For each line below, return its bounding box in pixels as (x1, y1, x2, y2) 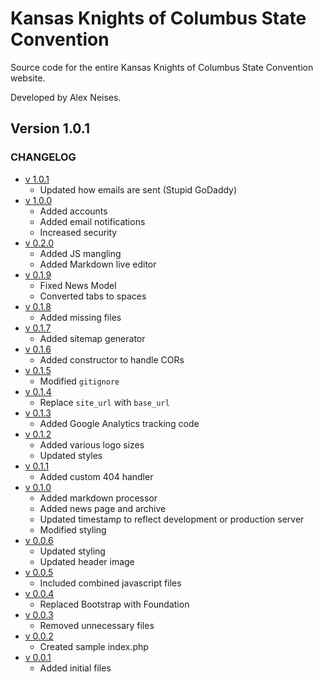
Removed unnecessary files (39, 619, 155, 631)
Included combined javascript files (39, 577, 182, 589)
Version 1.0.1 (10, 120, 91, 137)
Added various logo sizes (39, 438, 145, 451)
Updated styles (39, 449, 103, 461)
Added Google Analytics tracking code (39, 417, 200, 429)
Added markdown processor (39, 492, 158, 504)
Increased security (39, 226, 118, 238)
